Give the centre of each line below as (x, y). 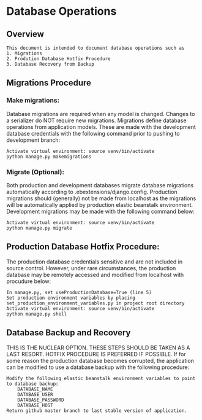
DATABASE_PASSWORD (41, 400)
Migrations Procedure (49, 83)
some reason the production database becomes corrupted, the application (100, 360)
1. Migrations (24, 53)
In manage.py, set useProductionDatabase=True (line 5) (79, 292)
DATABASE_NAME (35, 389)
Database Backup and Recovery (69, 333)
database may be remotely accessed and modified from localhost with (95, 274)
